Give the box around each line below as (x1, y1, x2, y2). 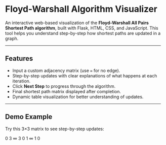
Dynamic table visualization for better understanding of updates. (12, 94, 144, 100)
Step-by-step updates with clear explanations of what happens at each (12, 72, 157, 78)
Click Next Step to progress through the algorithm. (12, 83, 116, 89)
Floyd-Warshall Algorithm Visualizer (5, 3, 158, 15)
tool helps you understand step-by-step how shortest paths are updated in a (5, 30, 161, 36)
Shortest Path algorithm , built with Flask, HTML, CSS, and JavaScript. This (5, 25, 159, 31)
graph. (5, 36, 19, 41)
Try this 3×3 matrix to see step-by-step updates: (5, 126, 104, 132)
